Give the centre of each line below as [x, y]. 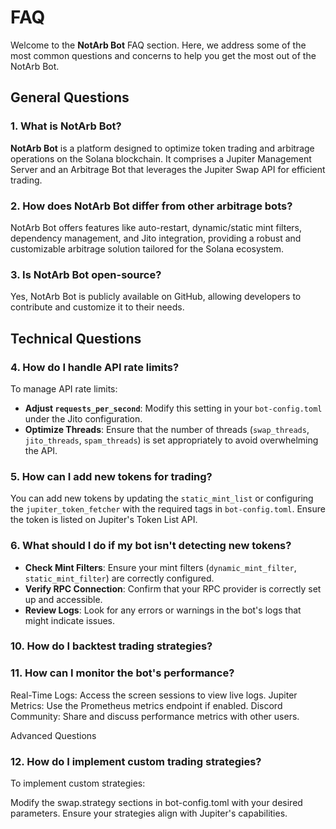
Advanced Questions [53, 735]
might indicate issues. [70, 620]
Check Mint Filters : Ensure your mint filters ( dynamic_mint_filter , [160, 567]
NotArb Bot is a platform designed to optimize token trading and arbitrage [162, 148]
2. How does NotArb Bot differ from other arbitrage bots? [151, 206]
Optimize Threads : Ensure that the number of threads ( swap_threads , [167, 429]
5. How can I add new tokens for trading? [111, 476]
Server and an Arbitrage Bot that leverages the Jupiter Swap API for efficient [168, 169]
